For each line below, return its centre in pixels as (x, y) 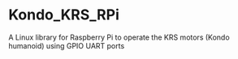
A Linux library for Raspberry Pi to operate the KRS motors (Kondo (119, 37)
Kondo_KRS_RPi (64, 15)
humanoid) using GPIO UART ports (67, 45)
